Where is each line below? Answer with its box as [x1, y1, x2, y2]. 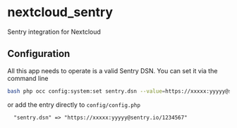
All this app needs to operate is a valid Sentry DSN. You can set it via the [7, 66, 218, 75]
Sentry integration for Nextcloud [7, 27, 101, 36]
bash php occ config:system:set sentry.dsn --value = [7, 87, 166, 95]
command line [7, 74, 49, 82]
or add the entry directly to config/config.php [7, 100, 141, 109]
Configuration [7, 48, 71, 60]
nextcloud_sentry [7, 4, 114, 20]
